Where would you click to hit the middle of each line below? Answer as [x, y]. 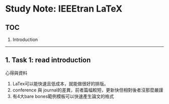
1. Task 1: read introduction [48, 60]
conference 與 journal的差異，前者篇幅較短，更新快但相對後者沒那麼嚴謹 [88, 90]
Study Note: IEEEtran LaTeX [64, 9]
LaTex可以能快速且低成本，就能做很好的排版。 [61, 83]
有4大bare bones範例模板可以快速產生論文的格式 [63, 96]
